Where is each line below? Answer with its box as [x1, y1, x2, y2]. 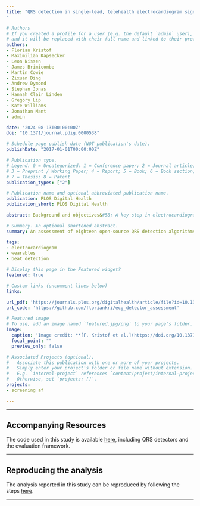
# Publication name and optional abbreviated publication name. [6, 190, 169, 196]
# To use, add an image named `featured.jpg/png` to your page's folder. [6, 321, 193, 327]
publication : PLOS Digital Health [6, 196, 92, 202]
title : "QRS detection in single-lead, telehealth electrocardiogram [6, 8, 183, 15]
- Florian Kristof [6, 47, 52, 54]
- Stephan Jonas [6, 86, 46, 92]
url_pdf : [6, 299, 28, 305]
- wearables [6, 250, 36, 257]
